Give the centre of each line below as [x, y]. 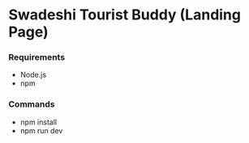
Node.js [33, 75]
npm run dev [41, 130]
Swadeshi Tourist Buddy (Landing [125, 15]
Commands [32, 104]
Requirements [37, 57]
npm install [39, 122]
